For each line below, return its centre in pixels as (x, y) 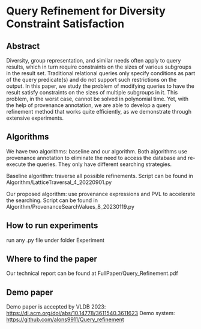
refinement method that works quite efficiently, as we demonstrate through (99, 112)
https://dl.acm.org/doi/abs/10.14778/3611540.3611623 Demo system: (91, 313)
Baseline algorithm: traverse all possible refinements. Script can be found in (100, 176)
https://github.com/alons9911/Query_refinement (65, 319)
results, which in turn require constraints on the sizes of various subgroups (99, 67)
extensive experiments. (35, 118)
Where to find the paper (52, 259)
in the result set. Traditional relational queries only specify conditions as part (101, 73)
